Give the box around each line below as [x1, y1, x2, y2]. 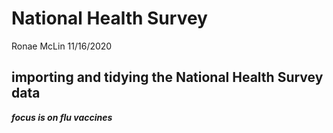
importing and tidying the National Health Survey [11, 69, 324, 86]
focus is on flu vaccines [11, 111, 113, 123]
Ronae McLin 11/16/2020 [11, 40, 113, 52]
